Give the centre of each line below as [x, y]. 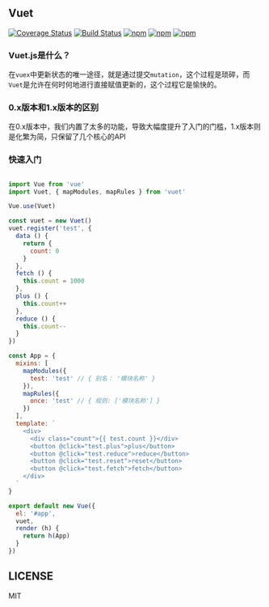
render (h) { [38, 528]
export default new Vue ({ [52, 506]
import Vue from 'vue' [46, 184]
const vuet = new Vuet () [50, 221]
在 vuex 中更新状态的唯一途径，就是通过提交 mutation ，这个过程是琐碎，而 [129, 74]
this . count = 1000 [54, 281]
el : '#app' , [36, 513]
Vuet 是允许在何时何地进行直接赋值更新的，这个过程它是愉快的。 [115, 85]
